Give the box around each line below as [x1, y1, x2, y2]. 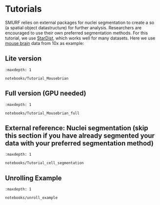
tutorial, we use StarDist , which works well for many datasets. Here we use [5, 35, 156, 41]
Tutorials [5, 3, 42, 15]
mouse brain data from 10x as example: [5, 40, 84, 46]
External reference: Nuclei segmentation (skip [5, 123, 148, 132]
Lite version [5, 55, 42, 63]
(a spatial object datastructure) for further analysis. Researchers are [5, 24, 142, 30]
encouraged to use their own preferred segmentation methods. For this [5, 30, 148, 36]
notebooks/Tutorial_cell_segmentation [5, 161, 84, 165]
